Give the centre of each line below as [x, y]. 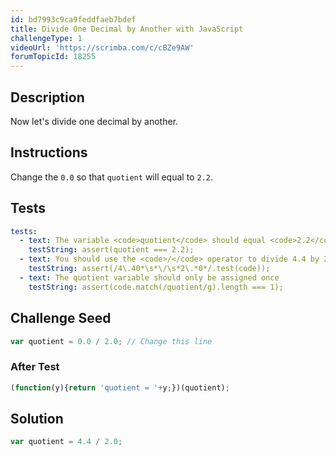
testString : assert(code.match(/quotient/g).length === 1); [156, 287]
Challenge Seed [61, 318]
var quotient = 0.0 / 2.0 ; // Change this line [111, 341]
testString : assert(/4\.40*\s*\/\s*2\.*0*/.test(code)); [149, 269]
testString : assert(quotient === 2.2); [111, 250]
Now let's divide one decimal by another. [94, 121]
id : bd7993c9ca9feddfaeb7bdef [73, 19]
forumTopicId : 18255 [53, 57]
